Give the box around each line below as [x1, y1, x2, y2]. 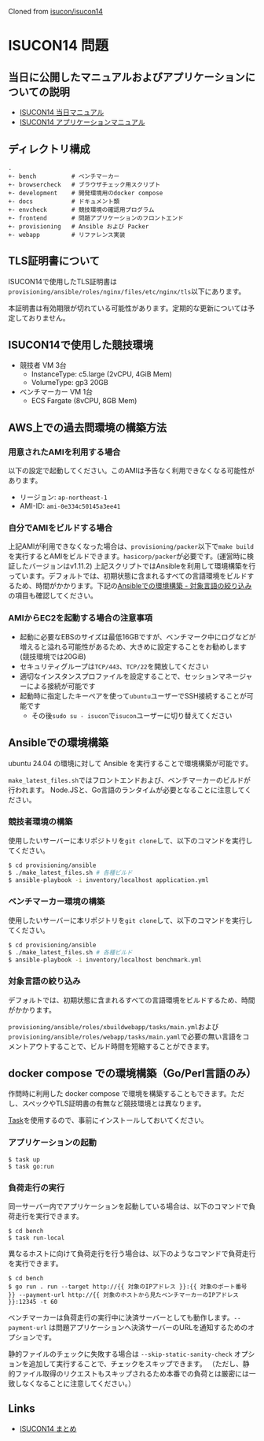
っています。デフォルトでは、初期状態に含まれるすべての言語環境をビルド [8, 571, 247, 581]
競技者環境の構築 [8, 817, 73, 828]
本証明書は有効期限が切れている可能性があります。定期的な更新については [8, 303, 248, 313]
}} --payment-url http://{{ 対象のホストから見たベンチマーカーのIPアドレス [8, 1291, 240, 1299]
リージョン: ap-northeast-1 [19, 492, 108, 502]
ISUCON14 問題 [8, 37, 108, 54]
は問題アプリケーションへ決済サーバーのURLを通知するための [48, 1323, 248, 1332]
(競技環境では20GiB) [19, 651, 86, 661]
